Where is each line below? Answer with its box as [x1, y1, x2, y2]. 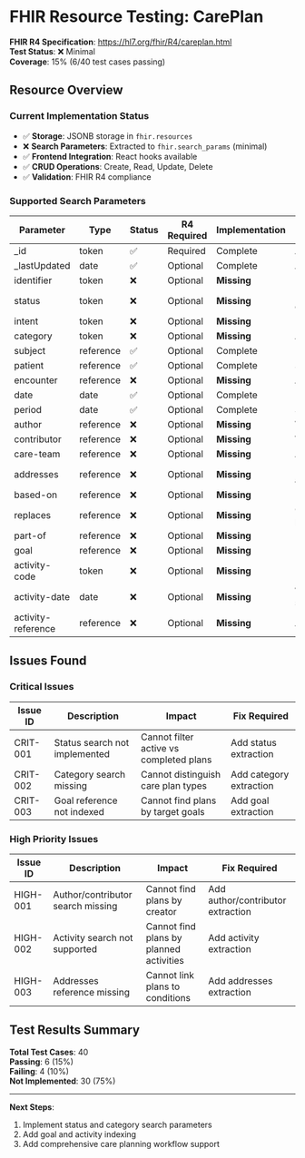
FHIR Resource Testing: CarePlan [9, 6, 264, 27]
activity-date [14, 590, 71, 603]
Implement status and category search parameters [22, 1119, 212, 1130]
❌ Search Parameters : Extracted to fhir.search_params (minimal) [22, 141, 268, 152]
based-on [14, 488, 57, 501]
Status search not [54, 736, 130, 749]
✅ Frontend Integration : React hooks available [22, 151, 198, 162]
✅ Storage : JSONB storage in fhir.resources [22, 130, 193, 142]
